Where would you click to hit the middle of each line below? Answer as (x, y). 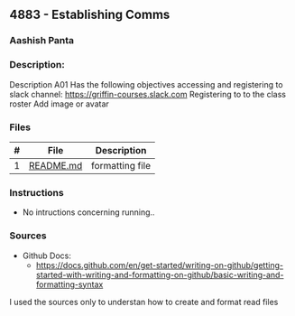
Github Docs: (47, 256)
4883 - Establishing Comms (90, 15)
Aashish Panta (42, 41)
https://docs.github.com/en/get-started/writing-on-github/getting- (160, 265)
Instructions (37, 192)
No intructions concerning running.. (88, 212)
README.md (55, 165)
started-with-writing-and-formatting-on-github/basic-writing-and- (160, 274)
